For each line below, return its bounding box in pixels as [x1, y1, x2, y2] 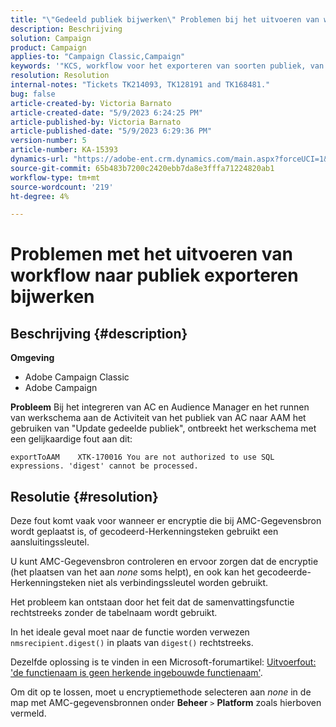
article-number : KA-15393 [10, 145, 118, 155]
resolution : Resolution [10, 71, 110, 81]
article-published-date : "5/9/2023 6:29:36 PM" [10, 126, 213, 136]
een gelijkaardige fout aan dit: [10, 433, 133, 445]
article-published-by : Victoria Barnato [10, 117, 182, 127]
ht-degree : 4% [10, 191, 70, 201]
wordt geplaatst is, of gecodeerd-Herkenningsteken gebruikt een [10, 526, 279, 538]
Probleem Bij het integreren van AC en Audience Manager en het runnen [10, 401, 310, 413]
